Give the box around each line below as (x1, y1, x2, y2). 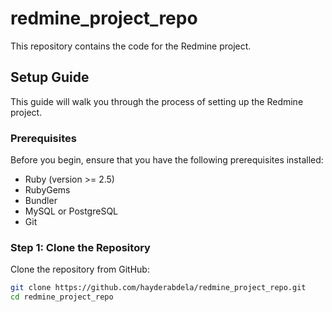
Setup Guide (10, 69, 90, 86)
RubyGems (24, 184, 71, 196)
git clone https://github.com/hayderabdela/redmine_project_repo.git (10, 283, 307, 293)
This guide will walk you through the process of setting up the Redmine (10, 95, 304, 107)
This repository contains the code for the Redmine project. (10, 40, 252, 52)
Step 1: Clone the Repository (10, 240, 151, 254)
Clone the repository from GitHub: (10, 263, 150, 276)
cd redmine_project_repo (10, 292, 114, 302)
